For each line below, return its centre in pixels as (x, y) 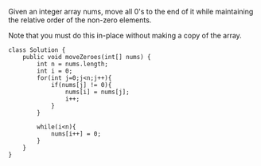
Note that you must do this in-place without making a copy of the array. (125, 36)
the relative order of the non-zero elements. (80, 20)
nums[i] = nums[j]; (97, 92)
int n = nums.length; (73, 64)
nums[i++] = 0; (76, 134)
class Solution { (37, 50)
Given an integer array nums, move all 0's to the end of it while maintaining (131, 12)
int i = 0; (55, 71)
